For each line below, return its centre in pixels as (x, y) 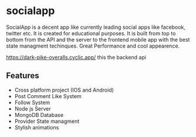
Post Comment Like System (48, 96)
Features (23, 76)
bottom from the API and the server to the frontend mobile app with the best (98, 39)
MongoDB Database (39, 115)
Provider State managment (47, 121)
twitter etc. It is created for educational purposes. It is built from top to (91, 33)
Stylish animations (37, 127)
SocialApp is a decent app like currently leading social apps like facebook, (96, 27)
